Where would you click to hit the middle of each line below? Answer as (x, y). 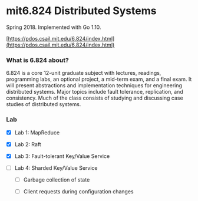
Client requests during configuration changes (78, 191)
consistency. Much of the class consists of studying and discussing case (95, 98)
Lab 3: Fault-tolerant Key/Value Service (62, 156)
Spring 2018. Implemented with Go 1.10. (54, 27)
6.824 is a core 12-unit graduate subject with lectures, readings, (84, 73)
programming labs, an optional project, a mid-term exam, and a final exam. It (99, 79)
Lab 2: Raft (28, 144)
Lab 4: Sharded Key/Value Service (56, 168)
